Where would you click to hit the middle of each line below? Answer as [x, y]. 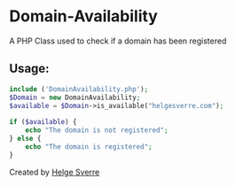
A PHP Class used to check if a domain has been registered [118, 41]
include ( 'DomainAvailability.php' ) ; [79, 89]
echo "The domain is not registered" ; [97, 130]
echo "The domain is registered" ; [89, 147]
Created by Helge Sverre [55, 172]
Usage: [30, 69]
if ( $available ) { [43, 122]
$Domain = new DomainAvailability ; [75, 97]
